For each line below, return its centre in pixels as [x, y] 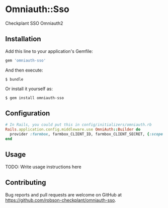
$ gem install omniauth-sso [35, 98]
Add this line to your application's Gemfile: [49, 51]
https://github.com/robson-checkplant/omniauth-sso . [61, 200]
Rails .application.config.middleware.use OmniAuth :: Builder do [73, 129]
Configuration [28, 114]
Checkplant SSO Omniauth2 [34, 23]
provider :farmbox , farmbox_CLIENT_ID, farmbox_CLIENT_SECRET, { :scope [87, 134]
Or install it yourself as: [29, 89]
